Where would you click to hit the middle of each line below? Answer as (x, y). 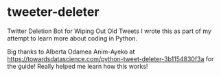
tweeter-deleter (53, 12)
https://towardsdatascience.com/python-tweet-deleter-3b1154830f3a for (110, 58)
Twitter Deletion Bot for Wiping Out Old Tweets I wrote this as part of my (109, 31)
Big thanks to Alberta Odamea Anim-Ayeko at (71, 52)
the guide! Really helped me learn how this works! (78, 66)
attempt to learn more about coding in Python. (72, 38)
